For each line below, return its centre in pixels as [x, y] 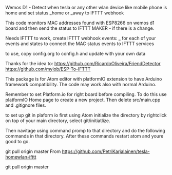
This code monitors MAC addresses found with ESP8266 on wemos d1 [80, 23]
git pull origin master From [33, 151]
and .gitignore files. [26, 105]
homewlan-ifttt [21, 157]
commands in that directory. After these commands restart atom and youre [84, 136]
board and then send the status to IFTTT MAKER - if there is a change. [80, 28]
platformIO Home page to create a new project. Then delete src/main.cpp [83, 100]
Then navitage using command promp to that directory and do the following [85, 131]
